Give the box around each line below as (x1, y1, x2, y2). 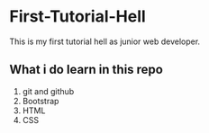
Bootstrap (22, 95, 59, 106)
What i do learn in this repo (9, 62, 164, 77)
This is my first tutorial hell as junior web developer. (9, 36, 201, 47)
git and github (22, 85, 75, 96)
